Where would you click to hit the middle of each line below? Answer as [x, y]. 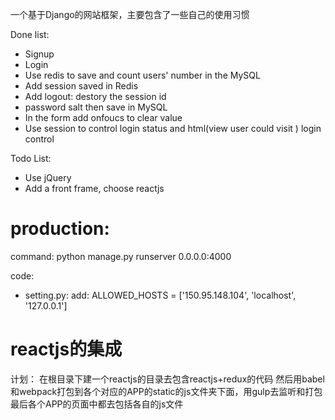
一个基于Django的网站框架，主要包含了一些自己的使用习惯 [130, 14]
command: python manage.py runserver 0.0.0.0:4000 [121, 256]
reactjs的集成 [66, 349]
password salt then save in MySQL [96, 107]
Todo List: [31, 158]
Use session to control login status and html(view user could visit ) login [173, 128]
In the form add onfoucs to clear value [103, 117]
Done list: [30, 34]
